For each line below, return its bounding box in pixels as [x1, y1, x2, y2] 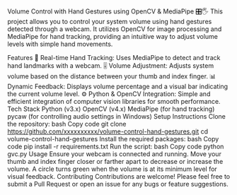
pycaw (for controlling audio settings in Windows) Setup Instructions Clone [7, 112, 226, 120]
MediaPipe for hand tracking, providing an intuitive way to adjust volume [7, 32, 218, 40]
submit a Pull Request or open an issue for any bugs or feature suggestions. [7, 180, 229, 188]
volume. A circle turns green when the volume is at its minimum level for [7, 165, 217, 173]
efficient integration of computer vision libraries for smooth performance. [7, 97, 221, 105]
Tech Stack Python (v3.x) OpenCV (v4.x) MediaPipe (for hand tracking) [7, 105, 215, 113]
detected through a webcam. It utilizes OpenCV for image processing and [7, 25, 222, 33]
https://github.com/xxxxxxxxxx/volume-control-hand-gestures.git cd [7, 127, 209, 136]
